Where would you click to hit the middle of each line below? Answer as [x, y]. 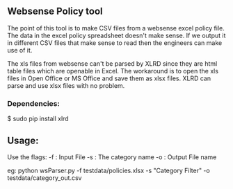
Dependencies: [34, 103]
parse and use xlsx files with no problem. [66, 85]
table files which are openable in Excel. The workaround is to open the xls [113, 71]
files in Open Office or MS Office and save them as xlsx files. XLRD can [109, 78]
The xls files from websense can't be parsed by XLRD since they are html [112, 63]
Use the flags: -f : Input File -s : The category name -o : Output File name [112, 157]
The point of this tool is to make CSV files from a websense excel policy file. [116, 28]
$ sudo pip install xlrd [38, 119]
